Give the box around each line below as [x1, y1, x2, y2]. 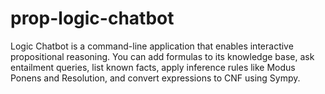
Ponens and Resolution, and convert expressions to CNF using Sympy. [10, 72, 301, 84]
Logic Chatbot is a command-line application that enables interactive [10, 40, 294, 52]
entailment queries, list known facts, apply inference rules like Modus [10, 61, 296, 73]
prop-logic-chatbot [10, 7, 175, 30]
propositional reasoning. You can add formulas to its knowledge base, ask [10, 50, 315, 62]
